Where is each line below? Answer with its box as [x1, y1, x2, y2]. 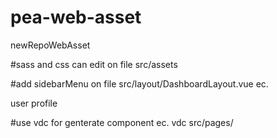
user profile [10, 97, 58, 109]
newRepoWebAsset [10, 39, 91, 51]
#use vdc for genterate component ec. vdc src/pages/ [10, 116, 234, 128]
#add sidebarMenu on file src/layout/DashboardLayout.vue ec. [10, 77, 269, 90]
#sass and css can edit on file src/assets [10, 58, 178, 70]
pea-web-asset [10, 6, 142, 29]
